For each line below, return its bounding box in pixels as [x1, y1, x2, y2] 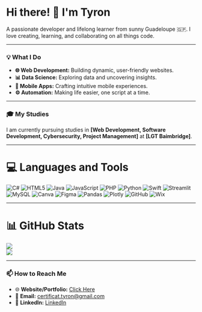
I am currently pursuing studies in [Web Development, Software [6, 126, 166, 133]
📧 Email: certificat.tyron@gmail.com [14, 292, 105, 299]
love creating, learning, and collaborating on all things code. [6, 32, 155, 39]
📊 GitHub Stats [6, 218, 85, 232]
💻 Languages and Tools [6, 160, 129, 174]
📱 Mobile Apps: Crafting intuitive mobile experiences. [14, 83, 148, 90]
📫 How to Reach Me [6, 270, 67, 278]
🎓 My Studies [6, 110, 49, 118]
